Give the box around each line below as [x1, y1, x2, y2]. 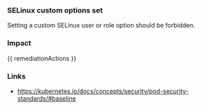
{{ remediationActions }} [7, 54, 77, 62]
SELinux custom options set [7, 6, 103, 15]
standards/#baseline [17, 94, 76, 102]
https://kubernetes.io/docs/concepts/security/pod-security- [17, 87, 189, 95]
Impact [7, 39, 32, 48]
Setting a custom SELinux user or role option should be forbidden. [7, 21, 196, 30]
